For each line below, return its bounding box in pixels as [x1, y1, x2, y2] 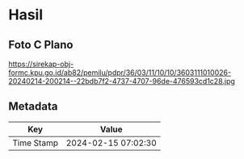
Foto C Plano [8, 38, 74, 52]
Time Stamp [12, 137, 59, 149]
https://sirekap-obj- [8, 59, 74, 69]
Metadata [8, 99, 58, 114]
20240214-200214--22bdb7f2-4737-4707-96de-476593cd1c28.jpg [8, 77, 236, 86]
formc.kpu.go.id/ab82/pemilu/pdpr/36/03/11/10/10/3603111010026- [8, 68, 232, 77]
